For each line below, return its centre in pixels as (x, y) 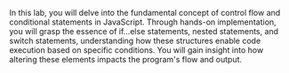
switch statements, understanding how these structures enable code (135, 40)
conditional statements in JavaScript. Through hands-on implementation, (143, 22)
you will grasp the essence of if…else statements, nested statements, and (144, 31)
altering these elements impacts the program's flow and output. (126, 59)
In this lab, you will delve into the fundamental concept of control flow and (145, 13)
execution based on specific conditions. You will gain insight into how (136, 50)
